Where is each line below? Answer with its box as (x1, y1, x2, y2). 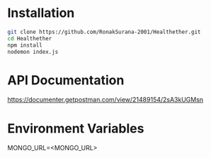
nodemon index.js (7, 48, 59, 55)
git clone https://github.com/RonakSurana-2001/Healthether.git (7, 28, 201, 35)
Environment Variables (7, 120, 144, 136)
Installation (7, 5, 75, 21)
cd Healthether (7, 35, 52, 42)
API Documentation (7, 72, 125, 88)
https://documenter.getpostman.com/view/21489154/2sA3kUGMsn (7, 96, 204, 104)
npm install (7, 41, 42, 49)
